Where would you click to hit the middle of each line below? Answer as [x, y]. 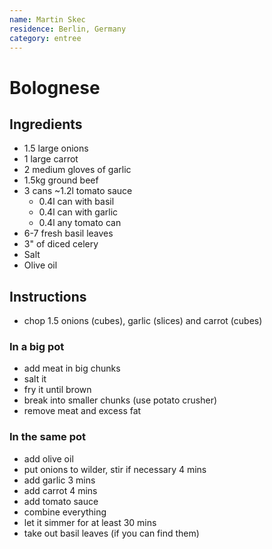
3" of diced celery [61, 244]
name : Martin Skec [47, 19]
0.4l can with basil [76, 202]
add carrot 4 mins [60, 490]
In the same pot [48, 437]
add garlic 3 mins [59, 480]
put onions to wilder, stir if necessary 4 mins [115, 469]
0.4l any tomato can [80, 223]
